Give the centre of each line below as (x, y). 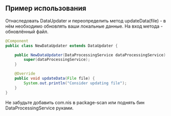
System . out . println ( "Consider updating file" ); (75, 83)
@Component (17, 41)
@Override (25, 74)
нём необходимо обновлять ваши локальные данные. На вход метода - (84, 26)
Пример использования (46, 8)
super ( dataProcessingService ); (57, 60)
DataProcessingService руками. (39, 108)
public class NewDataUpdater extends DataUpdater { (61, 45)
